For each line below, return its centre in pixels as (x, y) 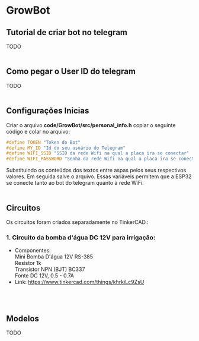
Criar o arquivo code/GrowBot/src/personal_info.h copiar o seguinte (91, 125)
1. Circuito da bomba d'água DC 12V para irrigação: (81, 237)
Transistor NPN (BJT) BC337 (50, 269)
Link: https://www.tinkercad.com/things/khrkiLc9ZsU (79, 282)
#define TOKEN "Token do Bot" (44, 142)
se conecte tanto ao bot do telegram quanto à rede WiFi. (75, 183)
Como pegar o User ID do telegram (71, 72)
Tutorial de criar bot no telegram (67, 32)
